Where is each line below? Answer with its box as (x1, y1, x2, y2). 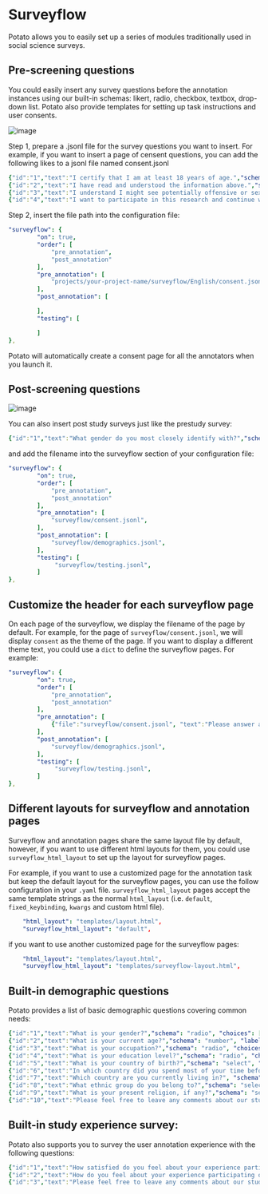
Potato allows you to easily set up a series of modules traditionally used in (8, 32, 251, 42)
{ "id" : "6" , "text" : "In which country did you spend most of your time (8, 1066, 245, 1075)
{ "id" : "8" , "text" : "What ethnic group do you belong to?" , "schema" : (8, 1081, 238, 1089)
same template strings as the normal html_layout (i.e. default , (8, 893, 213, 903)
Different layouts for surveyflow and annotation (8, 802, 250, 815)
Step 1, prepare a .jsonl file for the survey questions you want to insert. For (8, 141, 253, 151)
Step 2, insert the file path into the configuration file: (8, 210, 180, 220)
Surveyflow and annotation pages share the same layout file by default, (8, 835, 242, 845)
